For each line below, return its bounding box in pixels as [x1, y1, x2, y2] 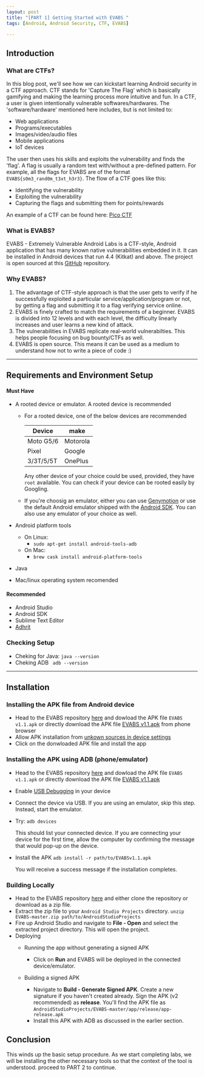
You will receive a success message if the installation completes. [15, 865, 177, 873]
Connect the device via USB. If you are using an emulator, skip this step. [15, 799, 196, 806]
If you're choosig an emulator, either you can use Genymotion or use [24, 497, 196, 505]
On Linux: [24, 533, 49, 541]
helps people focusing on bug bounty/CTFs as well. [15, 334, 144, 341]
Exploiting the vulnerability [15, 193, 82, 201]
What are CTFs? [6, 66, 55, 75]
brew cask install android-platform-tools [33, 554, 143, 560]
